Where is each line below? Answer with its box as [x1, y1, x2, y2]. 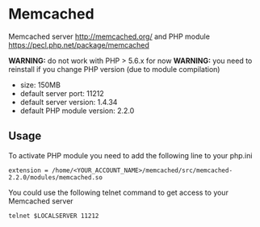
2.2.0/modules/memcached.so [8, 173, 103, 182]
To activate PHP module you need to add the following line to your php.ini [8, 150, 253, 160]
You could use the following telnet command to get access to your [8, 187, 229, 197]
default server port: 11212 [19, 88, 104, 98]
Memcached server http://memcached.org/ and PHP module [8, 32, 210, 41]
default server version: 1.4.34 [19, 97, 118, 107]
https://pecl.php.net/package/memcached [8, 40, 149, 49]
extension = [8, 166, 48, 174]
